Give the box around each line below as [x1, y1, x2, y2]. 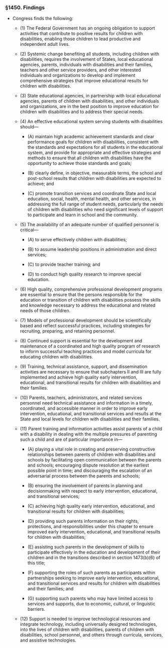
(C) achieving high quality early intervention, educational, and [27, 503, 155, 509]
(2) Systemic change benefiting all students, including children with [20, 51, 159, 57]
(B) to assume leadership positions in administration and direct [27, 246, 157, 252]
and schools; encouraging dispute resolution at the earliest [27, 462, 149, 469]
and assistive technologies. [20, 637, 77, 643]
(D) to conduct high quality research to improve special [27, 271, 141, 277]
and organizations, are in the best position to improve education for [20, 104, 159, 110]
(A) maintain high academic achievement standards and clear [27, 134, 154, 140]
